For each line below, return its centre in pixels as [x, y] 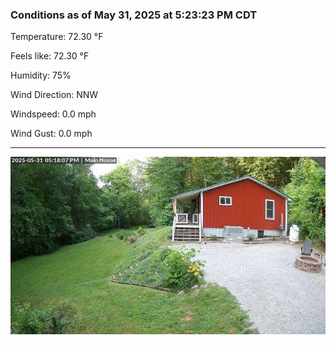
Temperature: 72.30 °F [57, 37]
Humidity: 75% [41, 75]
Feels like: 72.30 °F [50, 56]
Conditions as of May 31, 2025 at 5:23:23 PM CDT [134, 15]
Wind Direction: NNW [54, 95]
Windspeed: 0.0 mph [53, 114]
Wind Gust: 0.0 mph [51, 134]
